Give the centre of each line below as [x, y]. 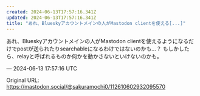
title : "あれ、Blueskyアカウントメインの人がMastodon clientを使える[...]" [96, 23]
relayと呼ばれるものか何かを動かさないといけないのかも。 [90, 57]
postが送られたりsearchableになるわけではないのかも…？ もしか [98, 49]
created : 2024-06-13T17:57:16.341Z [51, 12]
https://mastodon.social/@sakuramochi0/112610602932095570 [86, 87]
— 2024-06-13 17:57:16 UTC [42, 69]
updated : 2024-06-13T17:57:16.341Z [51, 18]
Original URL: [23, 80]
